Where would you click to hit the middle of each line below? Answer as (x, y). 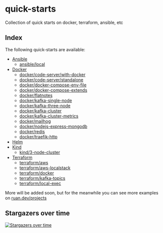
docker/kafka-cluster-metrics (49, 116)
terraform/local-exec (40, 183)
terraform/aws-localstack (45, 168)
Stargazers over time (37, 213)
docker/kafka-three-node (45, 105)
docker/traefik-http (38, 136)
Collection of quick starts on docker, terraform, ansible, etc (64, 22)
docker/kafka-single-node (45, 100)
